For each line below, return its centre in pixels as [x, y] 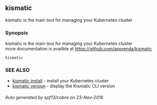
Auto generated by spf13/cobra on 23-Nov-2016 [54, 97]
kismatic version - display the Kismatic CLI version [63, 86]
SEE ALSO [18, 70]
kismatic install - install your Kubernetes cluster [60, 81]
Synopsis [17, 33]
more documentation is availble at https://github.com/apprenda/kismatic [78, 49]
